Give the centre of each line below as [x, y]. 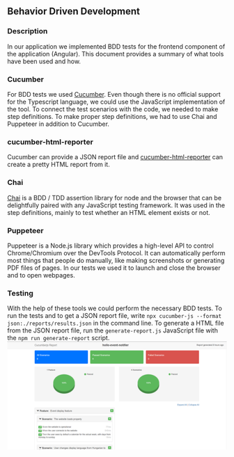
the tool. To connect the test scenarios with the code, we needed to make [113, 109]
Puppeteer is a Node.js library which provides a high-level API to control [110, 246]
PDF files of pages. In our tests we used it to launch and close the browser [114, 268]
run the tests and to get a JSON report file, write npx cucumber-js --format [115, 316]
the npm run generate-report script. [58, 338]
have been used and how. [44, 61]
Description [28, 31]
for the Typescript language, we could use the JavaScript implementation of [116, 102]
